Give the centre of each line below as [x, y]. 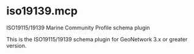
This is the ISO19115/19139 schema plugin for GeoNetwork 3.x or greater [97, 39]
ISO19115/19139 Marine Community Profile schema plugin [78, 28]
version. [16, 46]
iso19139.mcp [42, 11]
